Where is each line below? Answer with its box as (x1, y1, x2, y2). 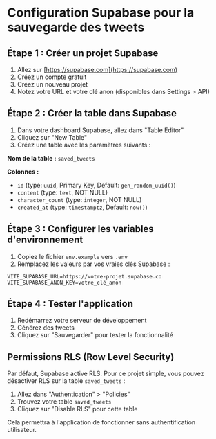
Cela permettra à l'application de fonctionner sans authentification (7, 418, 196, 427)
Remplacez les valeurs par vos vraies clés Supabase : (17, 260, 170, 268)
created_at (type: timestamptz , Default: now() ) (17, 203, 148, 211)
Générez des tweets (17, 323, 75, 332)
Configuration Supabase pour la (7, 5, 195, 21)
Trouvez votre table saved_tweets (17, 397, 112, 406)
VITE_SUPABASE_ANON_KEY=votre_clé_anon (7, 279, 122, 286)
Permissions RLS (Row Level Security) (7, 351, 175, 363)
